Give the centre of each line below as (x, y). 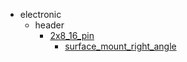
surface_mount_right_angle (120, 46)
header (49, 25)
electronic (40, 14)
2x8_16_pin (72, 35)
